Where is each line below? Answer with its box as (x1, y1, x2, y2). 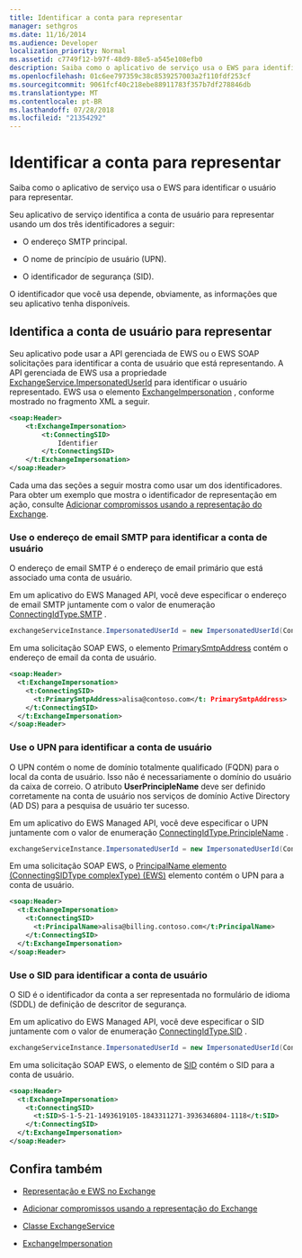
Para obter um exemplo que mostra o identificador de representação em (9, 490, 277, 500)
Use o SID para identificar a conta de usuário (9, 969, 209, 982)
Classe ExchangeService (22, 1220, 115, 1231)
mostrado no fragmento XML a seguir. (9, 395, 150, 406)
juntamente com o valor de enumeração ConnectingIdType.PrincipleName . (9, 827, 289, 837)
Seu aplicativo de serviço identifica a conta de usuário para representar (9, 209, 275, 221)
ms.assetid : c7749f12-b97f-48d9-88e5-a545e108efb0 (9, 55, 203, 64)
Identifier (57, 439, 99, 448)
